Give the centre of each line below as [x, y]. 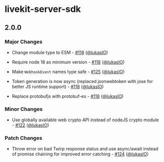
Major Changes [24, 42]
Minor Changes [24, 109]
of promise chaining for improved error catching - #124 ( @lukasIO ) [80, 154]
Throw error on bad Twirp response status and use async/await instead [85, 149]
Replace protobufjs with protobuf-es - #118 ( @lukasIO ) [68, 96]
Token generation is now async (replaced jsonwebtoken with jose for [82, 81]
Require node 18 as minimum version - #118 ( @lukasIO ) [68, 62]
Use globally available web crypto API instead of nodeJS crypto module [85, 120]
